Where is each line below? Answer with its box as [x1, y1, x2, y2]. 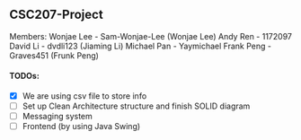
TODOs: [9, 71, 40, 82]
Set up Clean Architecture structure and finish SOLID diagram [22, 101, 251, 111]
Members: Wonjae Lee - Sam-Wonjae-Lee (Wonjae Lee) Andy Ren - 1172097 [9, 31, 292, 41]
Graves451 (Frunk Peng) [9, 49, 99, 61]
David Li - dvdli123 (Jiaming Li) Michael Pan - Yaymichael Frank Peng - [9, 40, 272, 51]
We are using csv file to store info [22, 91, 147, 101]
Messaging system [22, 111, 93, 122]
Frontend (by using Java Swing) [22, 121, 141, 132]
